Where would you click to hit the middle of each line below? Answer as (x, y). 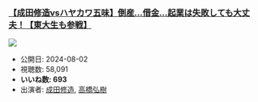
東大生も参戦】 (62, 24)
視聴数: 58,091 (44, 70)
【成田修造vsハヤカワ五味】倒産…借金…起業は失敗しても (121, 12)
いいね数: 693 (43, 79)
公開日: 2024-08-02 (54, 59)
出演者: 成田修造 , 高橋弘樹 (63, 90)
